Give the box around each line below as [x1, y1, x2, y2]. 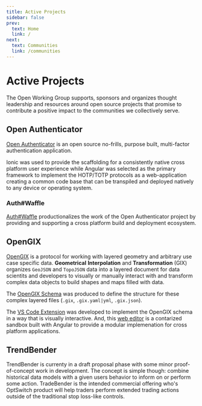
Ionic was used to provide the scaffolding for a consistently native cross [6, 158, 185, 166]
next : [6, 37, 20, 43]
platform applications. [6, 327, 60, 335]
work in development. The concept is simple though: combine [35, 367, 189, 375]
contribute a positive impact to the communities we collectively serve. [6, 107, 180, 114]
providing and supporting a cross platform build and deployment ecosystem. [6, 219, 197, 226]
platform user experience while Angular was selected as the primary [6, 165, 176, 172]
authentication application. [6, 147, 72, 154]
